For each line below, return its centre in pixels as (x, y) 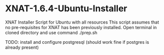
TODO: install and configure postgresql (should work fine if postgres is (77, 42)
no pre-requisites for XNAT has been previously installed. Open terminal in (81, 27)
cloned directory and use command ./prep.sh (51, 32)
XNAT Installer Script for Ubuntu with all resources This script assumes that (82, 22)
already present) (22, 47)
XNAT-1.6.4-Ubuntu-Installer (66, 9)
